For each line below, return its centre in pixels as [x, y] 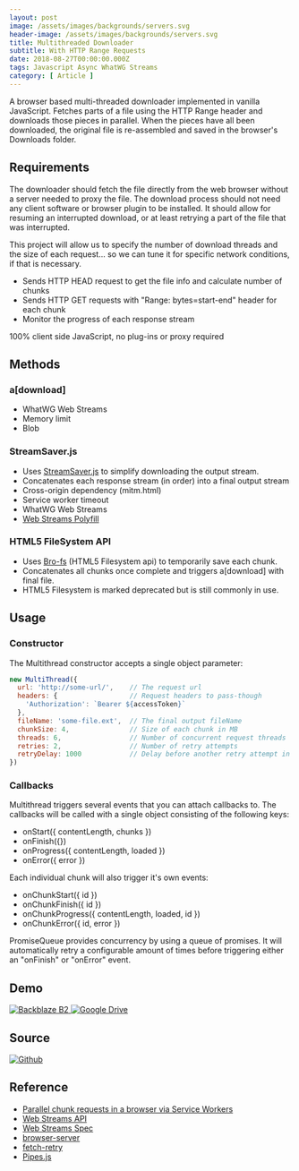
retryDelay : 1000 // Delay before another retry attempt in [154, 754]
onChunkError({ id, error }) [71, 924]
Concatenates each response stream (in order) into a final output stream [155, 481]
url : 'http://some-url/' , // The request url [110, 688]
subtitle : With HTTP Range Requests [77, 51]
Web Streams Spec [58, 1128]
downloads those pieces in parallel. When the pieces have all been [132, 120]
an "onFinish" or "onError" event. [70, 960]
